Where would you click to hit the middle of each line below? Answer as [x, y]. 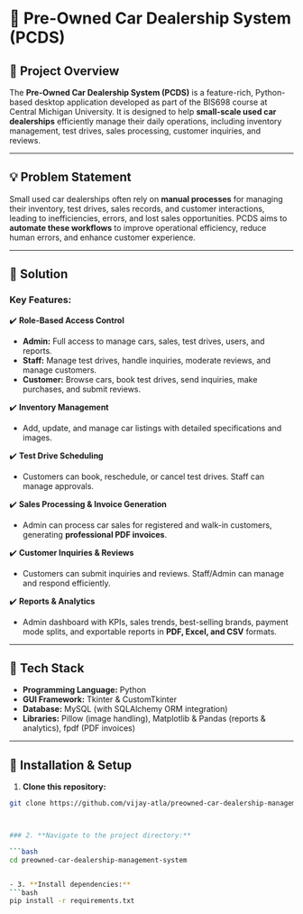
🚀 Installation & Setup [71, 765]
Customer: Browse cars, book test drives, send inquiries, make [140, 379]
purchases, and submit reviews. [82, 389]
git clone [28, 803]
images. [37, 438]
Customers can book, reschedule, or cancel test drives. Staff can [143, 476]
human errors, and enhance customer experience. [102, 237]
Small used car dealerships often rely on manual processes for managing [147, 198]
